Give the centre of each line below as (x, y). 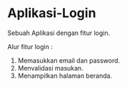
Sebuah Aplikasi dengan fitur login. (59, 33)
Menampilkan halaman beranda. (65, 76)
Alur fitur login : (30, 46)
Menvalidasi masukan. (50, 68)
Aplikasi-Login (52, 13)
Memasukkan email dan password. (69, 60)
